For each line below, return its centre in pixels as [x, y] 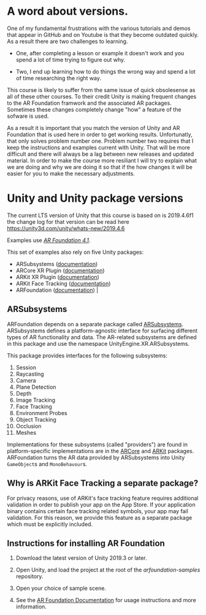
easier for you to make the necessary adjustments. [71, 174]
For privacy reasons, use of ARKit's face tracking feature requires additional [103, 498]
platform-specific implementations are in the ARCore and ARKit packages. [101, 451]
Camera [26, 380]
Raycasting [30, 374]
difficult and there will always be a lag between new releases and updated [101, 154]
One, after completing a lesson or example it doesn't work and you [100, 53]
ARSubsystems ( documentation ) [57, 264]
